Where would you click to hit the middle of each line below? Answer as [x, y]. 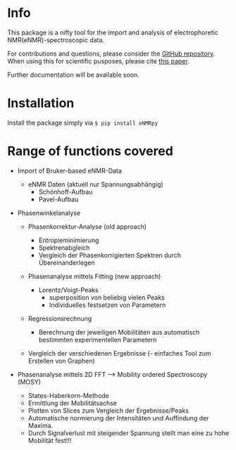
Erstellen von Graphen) [61, 361]
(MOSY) [29, 382]
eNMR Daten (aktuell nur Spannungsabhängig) [95, 184]
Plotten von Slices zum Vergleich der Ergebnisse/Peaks [108, 411]
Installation [41, 103]
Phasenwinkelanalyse [49, 213]
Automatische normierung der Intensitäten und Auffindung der [118, 418]
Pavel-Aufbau [58, 199]
